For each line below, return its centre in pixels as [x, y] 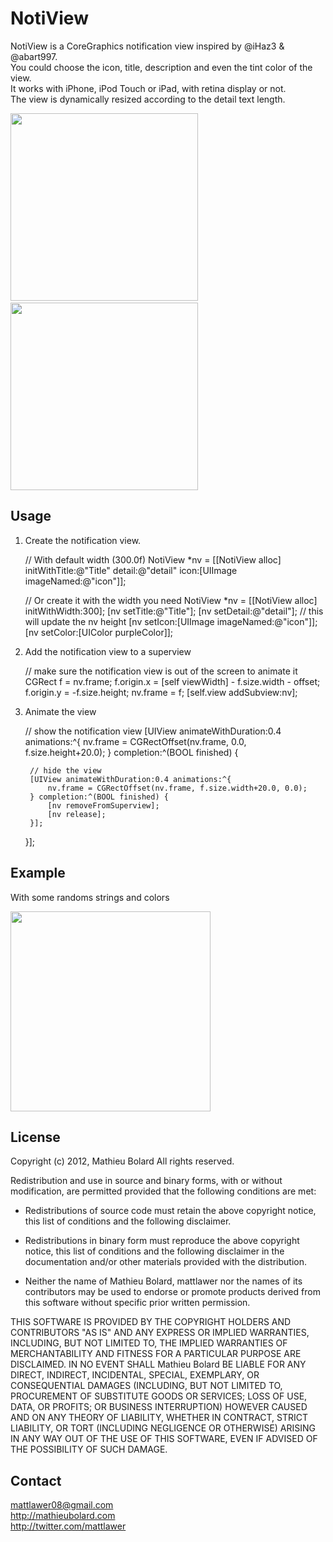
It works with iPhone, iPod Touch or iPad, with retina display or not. [148, 88]
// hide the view [65, 770]
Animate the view [60, 711]
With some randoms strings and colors [90, 897]
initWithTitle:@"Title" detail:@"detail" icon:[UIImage [131, 570]
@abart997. [34, 56]
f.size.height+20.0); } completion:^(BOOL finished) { [131, 752]
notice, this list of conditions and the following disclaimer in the [154, 1251]
